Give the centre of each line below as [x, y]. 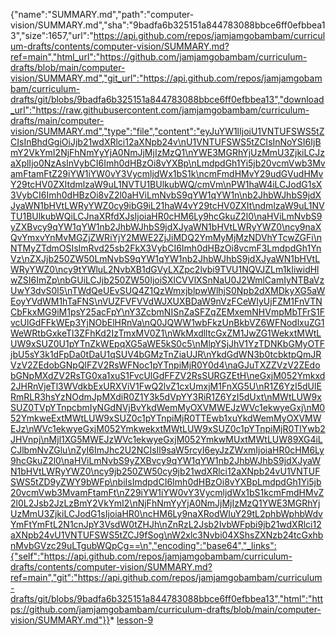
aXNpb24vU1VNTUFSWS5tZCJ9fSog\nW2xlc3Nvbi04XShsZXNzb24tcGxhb [167, 535]
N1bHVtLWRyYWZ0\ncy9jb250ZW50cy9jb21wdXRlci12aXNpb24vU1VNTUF [165, 471]
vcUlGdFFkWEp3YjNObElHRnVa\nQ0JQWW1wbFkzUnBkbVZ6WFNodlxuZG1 [167, 322]
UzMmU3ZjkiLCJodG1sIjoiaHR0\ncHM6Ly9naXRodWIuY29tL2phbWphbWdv [166, 513]
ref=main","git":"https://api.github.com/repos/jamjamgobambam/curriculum [166, 577]
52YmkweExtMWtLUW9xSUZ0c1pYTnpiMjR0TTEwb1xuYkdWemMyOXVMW [166, 418]
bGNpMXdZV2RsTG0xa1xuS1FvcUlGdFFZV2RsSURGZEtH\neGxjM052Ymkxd [168, 375]
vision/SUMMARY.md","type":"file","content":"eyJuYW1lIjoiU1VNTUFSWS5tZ [167, 131]
